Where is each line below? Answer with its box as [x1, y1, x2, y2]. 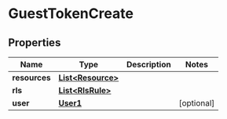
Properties [8, 36, 61, 49]
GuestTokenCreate [8, 5, 134, 23]
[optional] [178, 98, 215, 108]
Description [126, 59, 171, 70]
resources [12, 72, 51, 83]
